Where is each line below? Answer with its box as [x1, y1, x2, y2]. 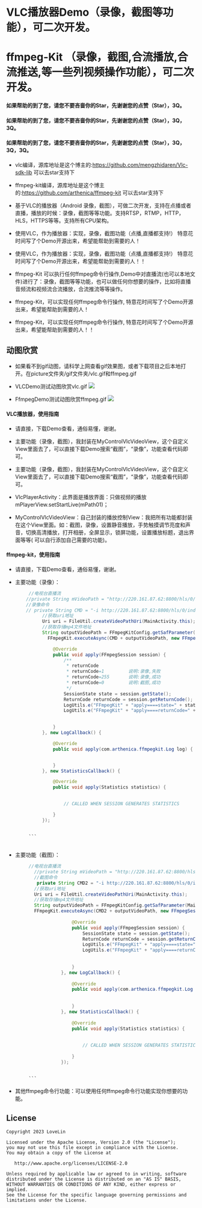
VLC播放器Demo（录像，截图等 [6, 5, 164, 19]
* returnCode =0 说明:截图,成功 [66, 680, 161, 686]
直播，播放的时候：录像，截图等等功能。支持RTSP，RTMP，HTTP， [14, 209, 185, 217]
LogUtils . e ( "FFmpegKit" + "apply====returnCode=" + [63, 708, 196, 714]
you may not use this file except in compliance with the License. [6, 1145, 179, 1151]
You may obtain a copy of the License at [6, 1150, 112, 1156]
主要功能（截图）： [14, 851, 60, 858]
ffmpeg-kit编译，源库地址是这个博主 [14, 181, 105, 188]
